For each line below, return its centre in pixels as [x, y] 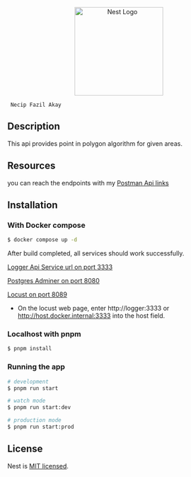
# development [28, 381]
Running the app [36, 367]
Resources [31, 166]
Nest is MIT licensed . [38, 466]
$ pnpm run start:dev [39, 408]
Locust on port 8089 [37, 294]
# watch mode [27, 401]
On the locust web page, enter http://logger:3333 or [93, 309]
